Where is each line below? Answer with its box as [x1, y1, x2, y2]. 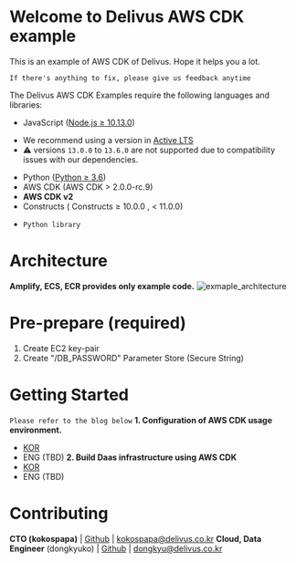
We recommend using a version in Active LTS [22, 134, 194, 145]
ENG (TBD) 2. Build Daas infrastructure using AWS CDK [22, 452, 238, 463]
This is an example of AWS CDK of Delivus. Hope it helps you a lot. [9, 56, 260, 67]
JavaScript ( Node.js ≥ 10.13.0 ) [22, 117, 135, 128]
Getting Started [9, 385, 130, 405]
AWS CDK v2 [22, 191, 74, 202]
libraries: [9, 99, 43, 110]
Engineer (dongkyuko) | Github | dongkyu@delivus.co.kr [9, 543, 223, 554]
